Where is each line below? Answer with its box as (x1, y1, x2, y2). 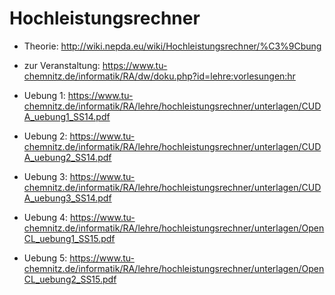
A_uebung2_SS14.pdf (23, 151, 112, 163)
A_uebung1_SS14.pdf (23, 110, 111, 122)
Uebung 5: (23, 252, 68, 264)
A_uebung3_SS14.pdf (23, 192, 112, 204)
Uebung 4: (23, 211, 69, 223)
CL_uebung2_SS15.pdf (23, 273, 117, 285)
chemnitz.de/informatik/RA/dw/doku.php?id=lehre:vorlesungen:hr (23, 70, 296, 82)
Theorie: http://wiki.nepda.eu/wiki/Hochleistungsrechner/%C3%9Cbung (23, 40, 322, 52)
